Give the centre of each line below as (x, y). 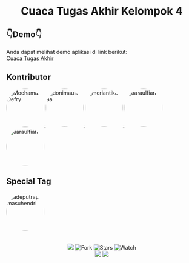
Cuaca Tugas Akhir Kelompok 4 (102, 11)
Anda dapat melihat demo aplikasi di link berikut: (67, 52)
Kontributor (29, 77)
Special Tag (29, 181)
